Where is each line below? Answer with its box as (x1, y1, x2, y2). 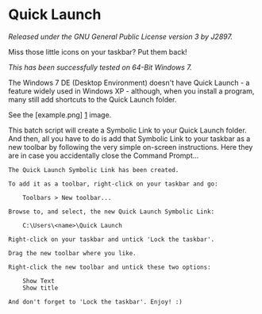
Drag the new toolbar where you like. (8, 249, 137, 257)
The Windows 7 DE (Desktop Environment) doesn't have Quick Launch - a (8, 78, 250, 87)
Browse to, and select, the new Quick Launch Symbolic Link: (8, 208, 215, 216)
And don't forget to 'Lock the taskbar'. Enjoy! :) (8, 297, 183, 306)
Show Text (22, 277, 56, 285)
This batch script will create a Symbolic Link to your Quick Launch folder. (8, 125, 248, 135)
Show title (22, 284, 59, 292)
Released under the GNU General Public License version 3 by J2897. (8, 32, 233, 41)
